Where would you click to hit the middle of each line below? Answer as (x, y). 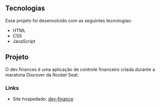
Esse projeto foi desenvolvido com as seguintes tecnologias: (69, 20)
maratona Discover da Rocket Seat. (42, 75)
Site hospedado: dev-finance (43, 99)
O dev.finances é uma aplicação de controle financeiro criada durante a (80, 69)
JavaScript (24, 41)
